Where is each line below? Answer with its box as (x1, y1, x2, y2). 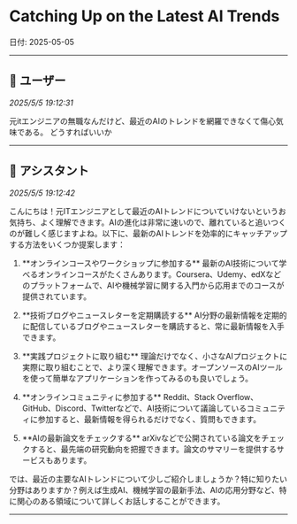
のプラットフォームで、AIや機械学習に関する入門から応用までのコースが (21, 280, 285, 290)
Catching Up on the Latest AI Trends (9, 6, 280, 27)
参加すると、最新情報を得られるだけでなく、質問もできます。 (37, 413, 262, 424)
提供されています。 (21, 290, 91, 302)
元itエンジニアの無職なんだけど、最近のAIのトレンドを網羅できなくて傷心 (9, 115, 277, 126)
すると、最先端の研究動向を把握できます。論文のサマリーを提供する (29, 443, 277, 454)
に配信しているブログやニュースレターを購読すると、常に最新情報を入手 (21, 320, 286, 331)
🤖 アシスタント (9, 164, 89, 179)
